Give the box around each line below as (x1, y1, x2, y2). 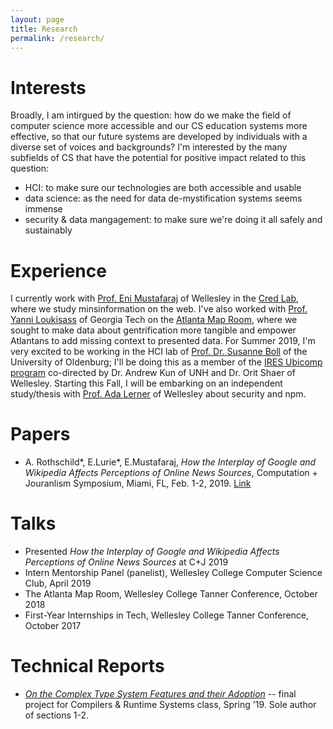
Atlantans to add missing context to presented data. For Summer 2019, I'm (10, 335, 316, 347)
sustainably (24, 224, 73, 236)
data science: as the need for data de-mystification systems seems (24, 192, 303, 205)
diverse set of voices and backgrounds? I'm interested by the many (10, 141, 288, 153)
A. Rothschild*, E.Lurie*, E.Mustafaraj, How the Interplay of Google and (24, 456, 317, 468)
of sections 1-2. (24, 709, 90, 721)
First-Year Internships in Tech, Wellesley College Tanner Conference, (24, 609, 310, 621)
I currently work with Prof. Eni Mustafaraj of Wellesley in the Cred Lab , (10, 292, 300, 305)
